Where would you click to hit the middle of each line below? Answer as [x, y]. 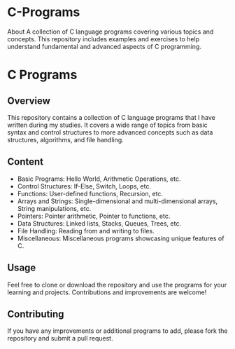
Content [26, 162]
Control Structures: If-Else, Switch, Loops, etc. [84, 186]
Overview [29, 101]
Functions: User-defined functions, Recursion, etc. [90, 193]
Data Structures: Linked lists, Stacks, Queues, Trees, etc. [99, 223]
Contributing [36, 314]
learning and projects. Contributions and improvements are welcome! [107, 292]
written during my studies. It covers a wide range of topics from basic [107, 125]
